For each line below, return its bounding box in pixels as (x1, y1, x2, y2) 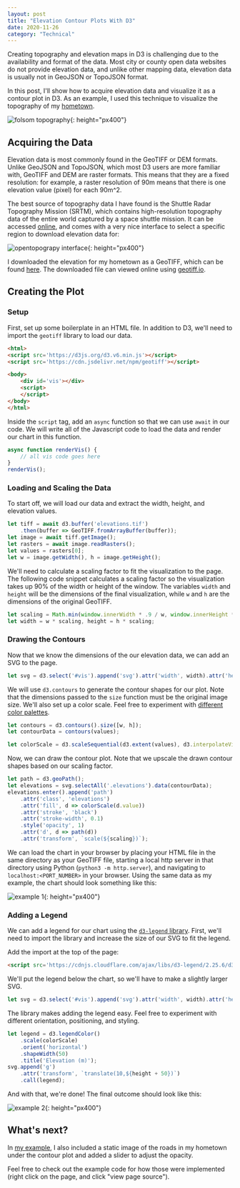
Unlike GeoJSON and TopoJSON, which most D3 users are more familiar (7, 163, 221, 171)
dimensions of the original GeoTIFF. (7, 597, 112, 606)
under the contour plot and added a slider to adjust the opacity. (7, 1151, 194, 1159)
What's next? (7, 1124, 69, 1137)
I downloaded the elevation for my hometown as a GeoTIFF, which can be (7, 258, 224, 266)
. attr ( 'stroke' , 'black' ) (20, 809, 98, 816)
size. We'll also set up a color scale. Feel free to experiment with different (7, 700, 224, 709)
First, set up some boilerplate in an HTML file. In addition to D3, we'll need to (7, 323, 233, 332)
